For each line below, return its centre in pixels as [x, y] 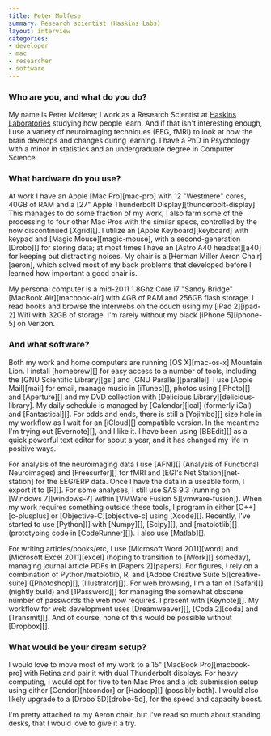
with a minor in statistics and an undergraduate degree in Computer [121, 149]
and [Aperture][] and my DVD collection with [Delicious [100, 397]
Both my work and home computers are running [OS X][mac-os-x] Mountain [135, 362]
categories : [28, 38]
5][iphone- [244, 315]
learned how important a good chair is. [73, 274]
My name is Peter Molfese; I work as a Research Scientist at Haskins [123, 115]
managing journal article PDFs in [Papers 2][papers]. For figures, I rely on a [133, 566]
